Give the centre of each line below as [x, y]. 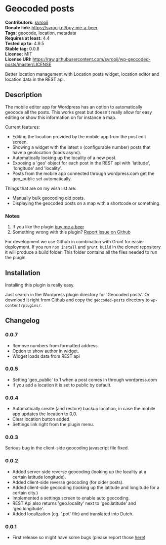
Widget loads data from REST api [46, 356]
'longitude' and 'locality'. [37, 168]
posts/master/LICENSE [28, 64]
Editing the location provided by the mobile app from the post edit [79, 136]
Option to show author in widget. [45, 351]
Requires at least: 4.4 [27, 38]
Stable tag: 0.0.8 [22, 49]
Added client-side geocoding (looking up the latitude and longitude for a [86, 487]
